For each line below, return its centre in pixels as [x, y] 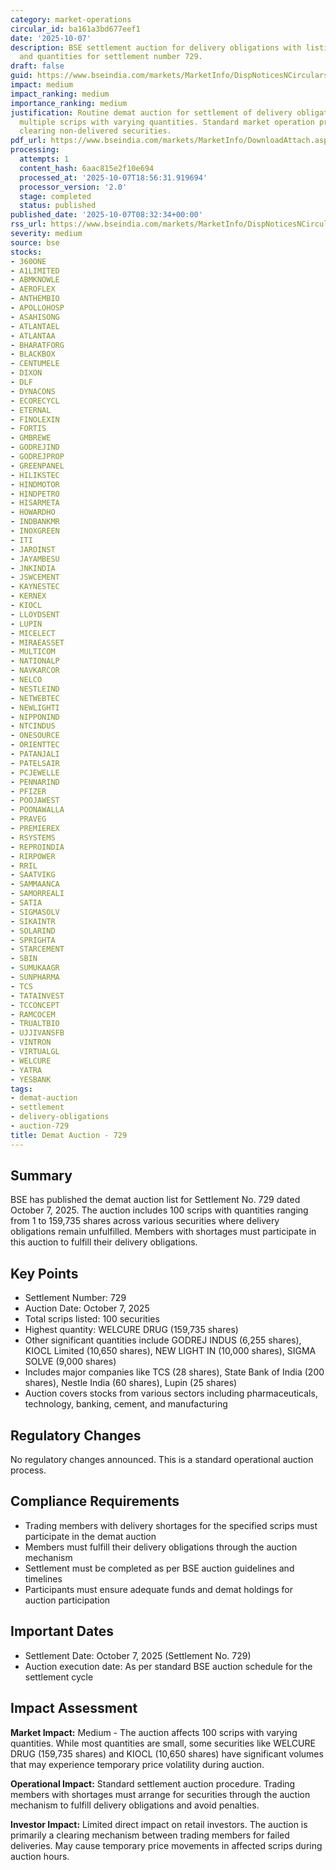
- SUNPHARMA [35, 977]
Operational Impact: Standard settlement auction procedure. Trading [153, 1783]
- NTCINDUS [33, 726]
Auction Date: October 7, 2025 [87, 1308]
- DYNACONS [33, 391]
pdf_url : [28, 141]
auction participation [67, 1600]
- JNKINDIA [33, 568]
